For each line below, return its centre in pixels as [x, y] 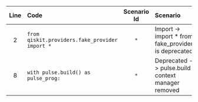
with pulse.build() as [59, 72]
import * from [174, 36]
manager [167, 83]
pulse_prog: [44, 78]
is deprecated [174, 51]
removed [167, 90]
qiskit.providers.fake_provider [72, 40]
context [165, 75]
